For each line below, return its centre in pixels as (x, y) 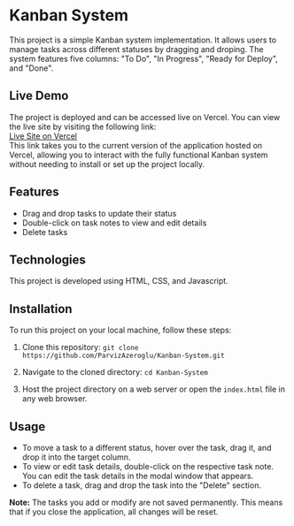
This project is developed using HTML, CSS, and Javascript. (119, 281)
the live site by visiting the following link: (83, 126)
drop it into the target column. (76, 457)
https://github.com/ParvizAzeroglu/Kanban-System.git (123, 356)
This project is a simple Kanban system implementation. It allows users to (143, 40)
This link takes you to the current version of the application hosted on (136, 145)
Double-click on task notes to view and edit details (114, 223)
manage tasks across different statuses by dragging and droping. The (136, 49)
